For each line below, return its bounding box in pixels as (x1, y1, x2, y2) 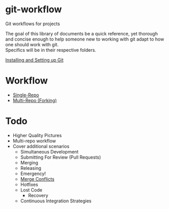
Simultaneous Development (20, 148, 79, 155)
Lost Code (20, 186, 43, 193)
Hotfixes (20, 181, 38, 187)
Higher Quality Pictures (12, 132, 62, 138)
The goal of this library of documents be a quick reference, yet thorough (5, 30, 158, 36)
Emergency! (20, 170, 46, 177)
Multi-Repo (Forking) (12, 97, 57, 103)
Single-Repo (12, 91, 39, 98)
